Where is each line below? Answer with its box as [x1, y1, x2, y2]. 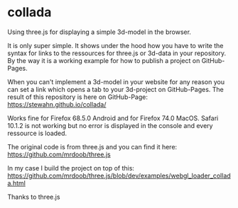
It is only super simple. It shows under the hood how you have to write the [7, 41, 224, 50]
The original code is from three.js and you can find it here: [7, 142, 178, 151]
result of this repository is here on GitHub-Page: [7, 93, 148, 101]
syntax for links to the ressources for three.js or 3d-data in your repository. [7, 49, 227, 57]
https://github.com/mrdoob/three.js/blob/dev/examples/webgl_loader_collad [7, 171, 231, 180]
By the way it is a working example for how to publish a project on [7, 56, 200, 64]
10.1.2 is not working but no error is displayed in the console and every [7, 121, 213, 129]
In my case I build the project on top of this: [7, 163, 135, 172]
